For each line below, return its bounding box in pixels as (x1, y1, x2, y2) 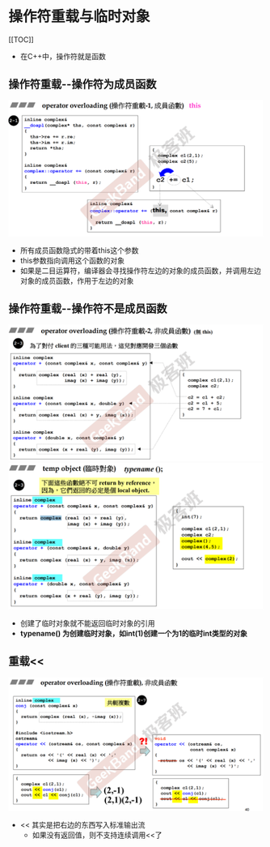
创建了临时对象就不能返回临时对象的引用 (19, 618, 155, 628)
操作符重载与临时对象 (8, 7, 151, 26)
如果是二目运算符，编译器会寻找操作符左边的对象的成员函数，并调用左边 (19, 265, 261, 276)
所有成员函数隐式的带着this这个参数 (19, 245, 139, 255)
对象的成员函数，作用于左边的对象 (19, 276, 134, 285)
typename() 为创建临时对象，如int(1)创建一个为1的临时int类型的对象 (19, 628, 248, 638)
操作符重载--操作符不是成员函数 (8, 302, 167, 316)
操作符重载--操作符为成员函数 (8, 78, 157, 92)
